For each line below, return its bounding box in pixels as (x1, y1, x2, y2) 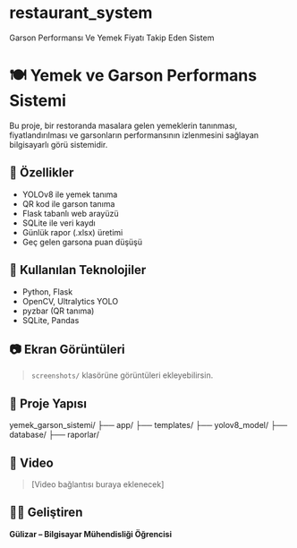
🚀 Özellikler (9, 165, 74, 181)
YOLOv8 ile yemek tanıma (21, 189, 118, 200)
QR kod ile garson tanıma (21, 198, 115, 209)
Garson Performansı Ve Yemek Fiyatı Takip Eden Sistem (9, 32, 215, 43)
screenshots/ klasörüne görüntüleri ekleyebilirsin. (30, 370, 214, 381)
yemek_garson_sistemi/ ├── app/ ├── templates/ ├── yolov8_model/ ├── (9, 420, 288, 431)
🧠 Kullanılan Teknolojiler (9, 262, 147, 278)
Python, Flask (21, 286, 73, 297)
